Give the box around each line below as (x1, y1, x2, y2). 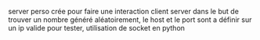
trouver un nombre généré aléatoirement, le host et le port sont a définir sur (8, 15, 252, 24)
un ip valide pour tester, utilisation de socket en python (8, 24, 186, 32)
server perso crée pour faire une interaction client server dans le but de (8, 7, 239, 16)
